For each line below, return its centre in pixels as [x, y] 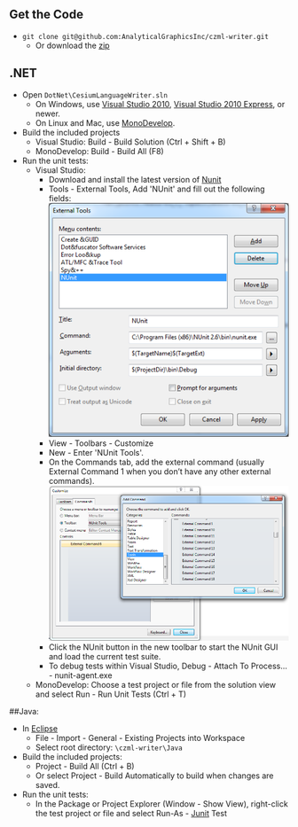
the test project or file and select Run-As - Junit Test [131, 814]
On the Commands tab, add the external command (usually [156, 462]
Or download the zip [72, 45]
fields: [60, 198]
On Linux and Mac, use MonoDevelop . [105, 122]
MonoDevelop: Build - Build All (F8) [99, 151]
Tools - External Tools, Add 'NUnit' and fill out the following [157, 189]
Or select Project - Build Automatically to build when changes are [154, 776]
